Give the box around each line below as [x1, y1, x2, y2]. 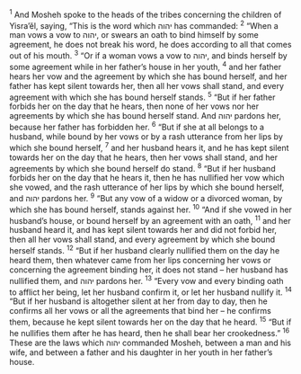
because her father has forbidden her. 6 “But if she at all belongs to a [9, 120, 265, 132]
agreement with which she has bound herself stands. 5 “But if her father [9, 90, 276, 102]
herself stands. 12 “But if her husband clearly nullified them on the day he [9, 244, 280, 255]
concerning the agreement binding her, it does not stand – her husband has [9, 264, 289, 275]
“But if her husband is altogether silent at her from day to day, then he [9, 296, 268, 307]
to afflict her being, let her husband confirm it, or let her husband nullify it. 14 [9, 285, 292, 298]
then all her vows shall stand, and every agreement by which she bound [9, 234, 276, 245]
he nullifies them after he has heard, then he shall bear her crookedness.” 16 [9, 325, 290, 338]
